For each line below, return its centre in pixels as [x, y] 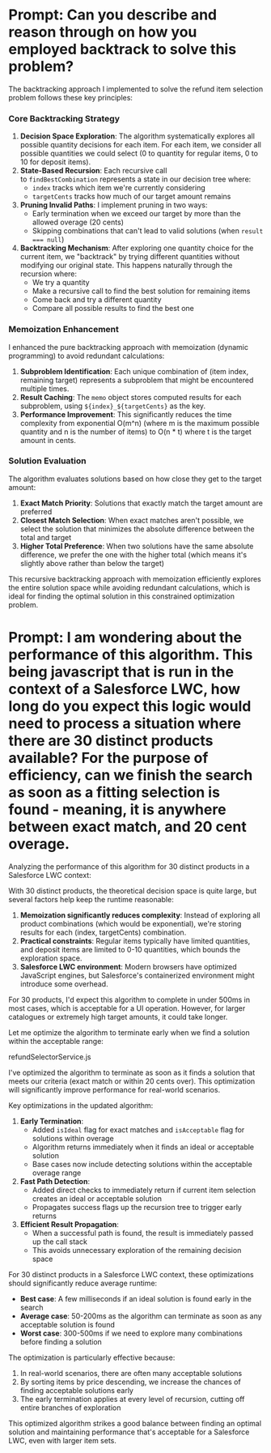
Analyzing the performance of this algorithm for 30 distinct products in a [129, 866]
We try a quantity [61, 283]
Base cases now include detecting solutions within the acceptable [142, 1164]
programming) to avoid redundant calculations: [87, 356]
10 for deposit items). [55, 162]
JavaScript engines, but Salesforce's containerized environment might [137, 975]
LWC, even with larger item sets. [63, 1440]
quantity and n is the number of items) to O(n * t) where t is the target [136, 432]
